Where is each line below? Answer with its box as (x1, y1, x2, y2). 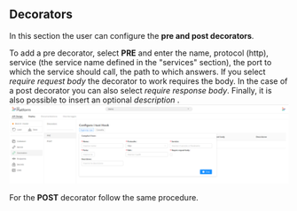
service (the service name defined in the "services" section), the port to (9, 57, 272, 67)
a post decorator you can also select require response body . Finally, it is (9, 85, 272, 95)
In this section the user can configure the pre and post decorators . (9, 30, 254, 41)
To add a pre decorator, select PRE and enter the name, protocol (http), (9, 48, 269, 58)
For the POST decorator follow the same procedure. (9, 192, 199, 202)
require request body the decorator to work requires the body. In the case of (9, 75, 288, 87)
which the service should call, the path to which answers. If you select (9, 66, 266, 77)
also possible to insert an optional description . (9, 94, 180, 105)
